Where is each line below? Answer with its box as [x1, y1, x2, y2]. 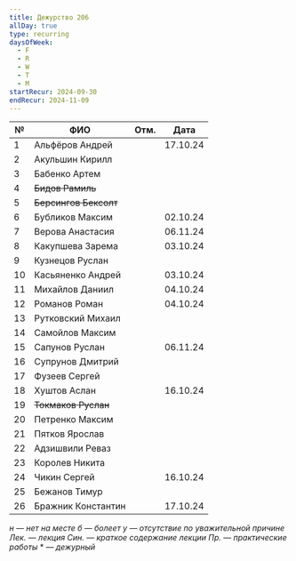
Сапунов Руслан [34, 341, 105, 354]
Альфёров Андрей [34, 139, 113, 151]
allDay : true [9, 21, 58, 30]
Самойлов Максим [34, 326, 116, 339]
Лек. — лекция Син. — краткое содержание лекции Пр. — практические [9, 533, 287, 543]
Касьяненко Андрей [34, 268, 122, 281]
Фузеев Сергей [34, 370, 100, 382]
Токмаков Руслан [34, 399, 110, 412]
